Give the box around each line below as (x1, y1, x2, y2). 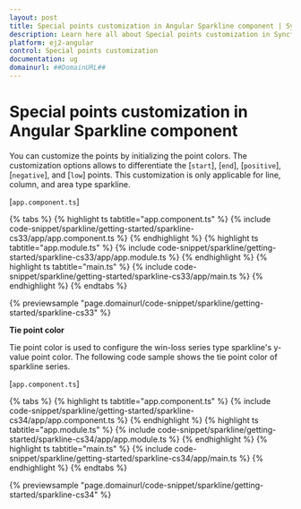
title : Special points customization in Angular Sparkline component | (9, 22, 282, 30)
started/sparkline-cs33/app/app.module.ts (9, 252, 168, 263)
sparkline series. (9, 360, 71, 372)
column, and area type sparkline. (9, 178, 131, 189)
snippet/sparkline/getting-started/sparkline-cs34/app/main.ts (9, 453, 237, 463)
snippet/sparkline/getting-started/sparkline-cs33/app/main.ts (9, 271, 237, 281)
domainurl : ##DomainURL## (9, 64, 106, 73)
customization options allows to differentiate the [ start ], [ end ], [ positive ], (9, 160, 282, 170)
